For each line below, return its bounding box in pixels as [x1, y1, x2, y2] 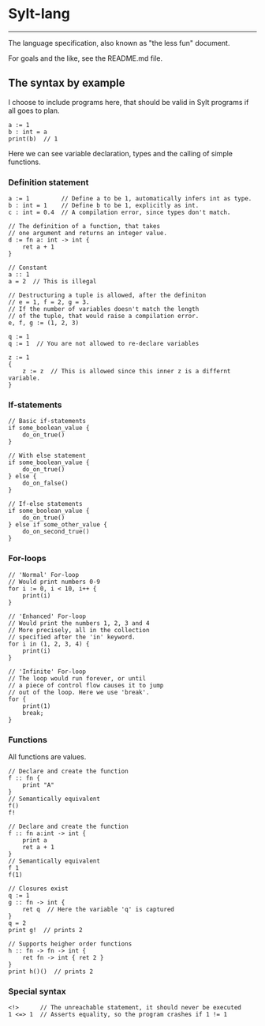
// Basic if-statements [8, 418, 87, 425]
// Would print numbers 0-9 [8, 578, 101, 586]
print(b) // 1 [8, 135, 58, 143]
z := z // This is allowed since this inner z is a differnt [22, 368, 231, 376]
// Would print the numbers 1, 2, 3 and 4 [8, 619, 150, 627]
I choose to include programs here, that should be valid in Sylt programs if [8, 97, 249, 107]
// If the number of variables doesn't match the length [8, 305, 200, 313]
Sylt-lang [8, 5, 71, 23]
